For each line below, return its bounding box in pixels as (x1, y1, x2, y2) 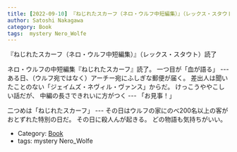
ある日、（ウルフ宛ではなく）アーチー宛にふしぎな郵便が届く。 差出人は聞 (7, 74, 222, 82)
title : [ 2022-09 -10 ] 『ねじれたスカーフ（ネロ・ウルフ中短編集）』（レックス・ (7, 10, 212, 18)
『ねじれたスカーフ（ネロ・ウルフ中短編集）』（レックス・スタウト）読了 (7, 50, 217, 58)
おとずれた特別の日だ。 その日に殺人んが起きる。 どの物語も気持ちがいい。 (7, 115, 227, 124)
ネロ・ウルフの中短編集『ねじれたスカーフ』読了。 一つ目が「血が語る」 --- (7, 65, 229, 74)
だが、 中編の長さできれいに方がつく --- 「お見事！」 (19, 91, 176, 100)
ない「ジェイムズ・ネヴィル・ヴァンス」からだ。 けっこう (31, 82, 200, 91)
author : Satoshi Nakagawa (7, 17, 83, 24)
